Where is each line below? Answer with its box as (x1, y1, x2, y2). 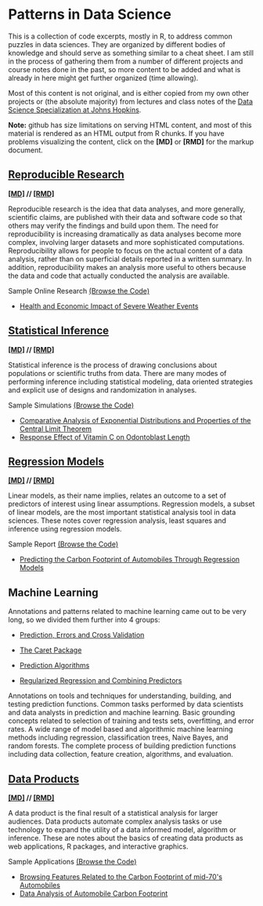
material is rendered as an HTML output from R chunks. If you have (8, 128, 225, 138)
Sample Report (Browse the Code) (8, 539, 119, 549)
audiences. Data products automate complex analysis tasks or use (8, 816, 222, 826)
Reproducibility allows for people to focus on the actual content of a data (8, 246, 243, 255)
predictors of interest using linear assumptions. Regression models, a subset (8, 499, 255, 509)
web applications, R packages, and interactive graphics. (8, 842, 189, 851)
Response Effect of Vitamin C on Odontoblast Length (19, 432, 190, 441)
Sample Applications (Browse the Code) (8, 857, 137, 866)
